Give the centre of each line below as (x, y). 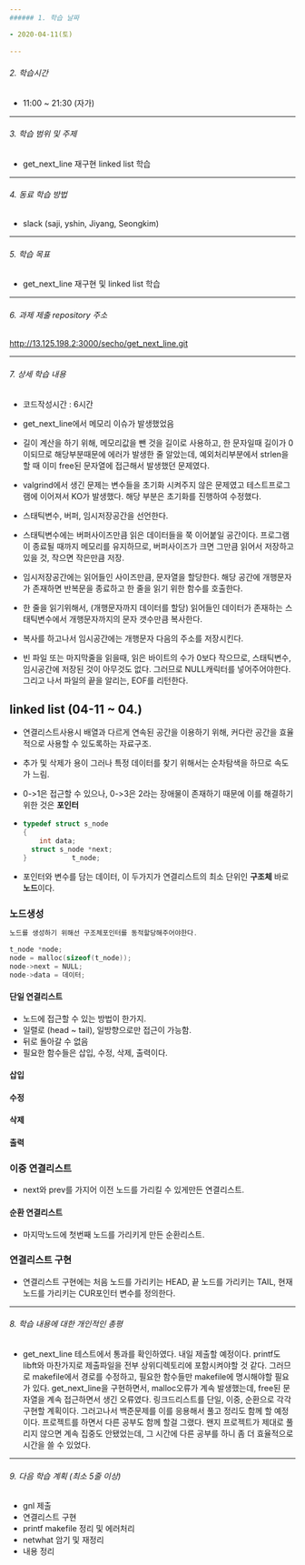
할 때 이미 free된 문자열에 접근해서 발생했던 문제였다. (116, 466)
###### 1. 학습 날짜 (44, 18)
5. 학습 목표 (30, 254)
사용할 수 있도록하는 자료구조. (99, 744)
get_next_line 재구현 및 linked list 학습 (91, 284)
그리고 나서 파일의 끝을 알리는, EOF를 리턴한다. (105, 680)
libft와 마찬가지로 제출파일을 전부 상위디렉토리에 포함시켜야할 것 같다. (145, 1366)
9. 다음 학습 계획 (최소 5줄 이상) (65, 1476)
